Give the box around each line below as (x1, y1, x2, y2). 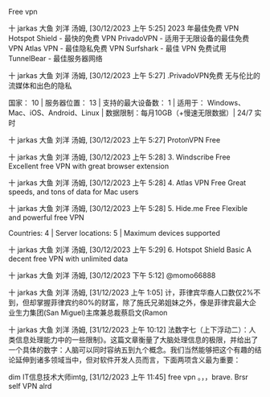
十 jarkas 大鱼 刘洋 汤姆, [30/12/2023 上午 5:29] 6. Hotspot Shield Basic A (8, 245, 252, 254)
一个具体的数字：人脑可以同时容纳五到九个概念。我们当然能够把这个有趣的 (8, 345, 255, 354)
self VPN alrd (8, 382, 52, 391)
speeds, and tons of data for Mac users (8, 187, 139, 196)
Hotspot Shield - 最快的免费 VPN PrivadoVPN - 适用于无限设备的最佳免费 (8, 34, 250, 43)
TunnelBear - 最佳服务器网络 (8, 54, 103, 63)
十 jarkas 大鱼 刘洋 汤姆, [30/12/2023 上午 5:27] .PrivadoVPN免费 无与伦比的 (8, 71, 261, 80)
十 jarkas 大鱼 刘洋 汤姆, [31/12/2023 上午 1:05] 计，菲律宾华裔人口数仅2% (8, 287, 254, 297)
